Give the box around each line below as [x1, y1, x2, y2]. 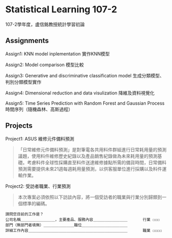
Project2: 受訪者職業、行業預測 [5, 183, 71, 189]
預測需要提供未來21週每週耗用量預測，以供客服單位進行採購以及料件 [17, 166, 163, 172]
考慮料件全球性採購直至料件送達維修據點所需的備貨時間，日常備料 [27, 159, 167, 165]
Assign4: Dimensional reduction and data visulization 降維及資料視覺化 [5, 90, 155, 96]
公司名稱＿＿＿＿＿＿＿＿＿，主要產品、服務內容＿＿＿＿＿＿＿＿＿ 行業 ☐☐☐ [5, 217, 160, 222]
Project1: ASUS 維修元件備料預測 [5, 135, 74, 142]
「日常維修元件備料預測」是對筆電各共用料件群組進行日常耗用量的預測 [17, 146, 167, 152]
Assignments [5, 36, 49, 45]
